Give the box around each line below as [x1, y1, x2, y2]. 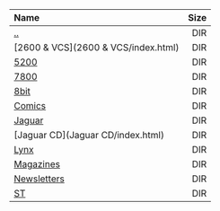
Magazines [13, 158, 61, 170]
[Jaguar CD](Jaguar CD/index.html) [13, 129, 164, 141]
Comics [13, 100, 47, 111]
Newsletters [13, 172, 65, 185]
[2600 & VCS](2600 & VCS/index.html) [13, 41, 180, 53]
